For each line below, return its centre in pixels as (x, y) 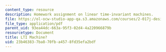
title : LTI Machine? (26, 38)
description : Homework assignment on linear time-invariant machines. (79, 14)
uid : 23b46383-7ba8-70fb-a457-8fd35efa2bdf (51, 42)
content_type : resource (30, 10)
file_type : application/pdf (34, 24)
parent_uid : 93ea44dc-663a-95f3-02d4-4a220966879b (58, 28)
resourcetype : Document (30, 33)
